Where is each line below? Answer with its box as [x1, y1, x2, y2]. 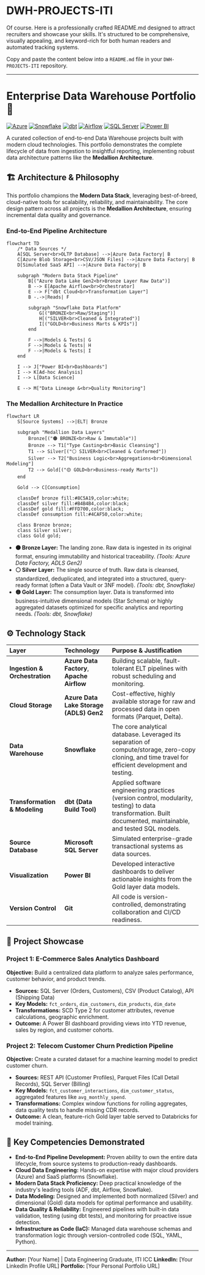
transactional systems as [112, 842, 184, 851]
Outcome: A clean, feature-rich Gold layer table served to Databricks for [15, 1113, 198, 1121]
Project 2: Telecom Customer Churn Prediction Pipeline [6, 1041, 174, 1050]
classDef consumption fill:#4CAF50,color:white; [17, 511, 143, 518]
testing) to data [112, 801, 156, 810]
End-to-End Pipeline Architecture [6, 226, 107, 235]
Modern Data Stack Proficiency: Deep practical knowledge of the [15, 1179, 182, 1187]
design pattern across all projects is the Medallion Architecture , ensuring [6, 205, 192, 212]
